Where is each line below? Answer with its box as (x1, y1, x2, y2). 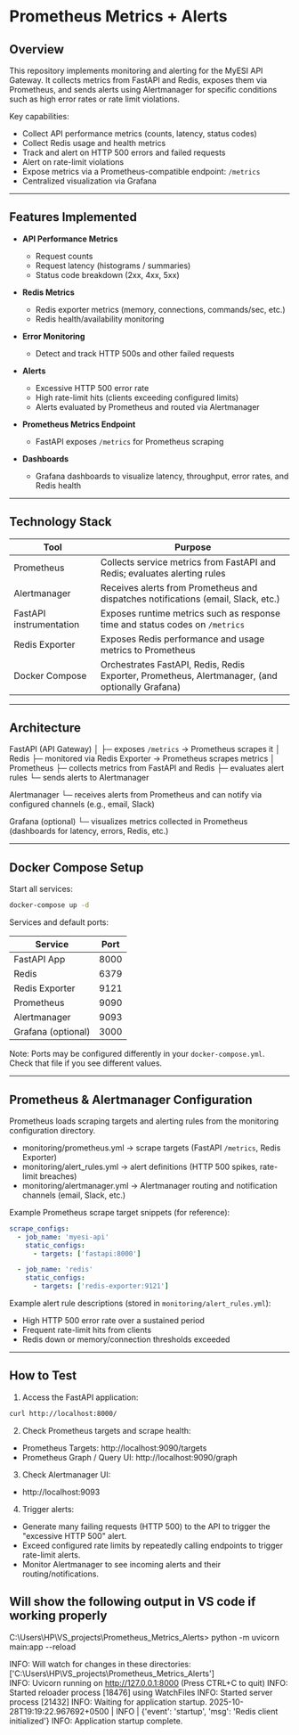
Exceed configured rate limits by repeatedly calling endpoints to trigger (21, 1540, 283, 1551)
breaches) (39, 1170, 77, 1182)
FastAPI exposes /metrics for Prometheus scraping (35, 436, 224, 446)
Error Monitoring (21, 331, 85, 341)
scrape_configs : (9, 1224, 69, 1233)
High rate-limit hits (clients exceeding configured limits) (35, 392, 239, 403)
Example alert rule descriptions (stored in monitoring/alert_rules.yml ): (9, 1298, 271, 1309)
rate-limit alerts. (21, 1549, 81, 1560)
